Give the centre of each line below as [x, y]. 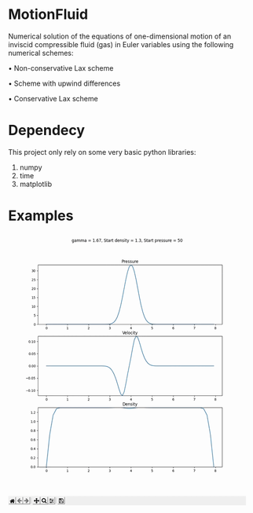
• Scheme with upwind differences [64, 83]
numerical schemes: [41, 53]
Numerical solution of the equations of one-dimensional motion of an [120, 36]
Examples [41, 216]
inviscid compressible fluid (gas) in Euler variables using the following [121, 44]
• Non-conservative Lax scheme [61, 68]
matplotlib [36, 184]
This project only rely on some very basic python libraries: [102, 152]
